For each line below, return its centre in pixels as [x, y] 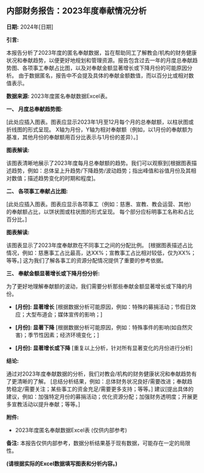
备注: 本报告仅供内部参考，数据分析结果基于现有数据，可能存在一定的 [93, 443]
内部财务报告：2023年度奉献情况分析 [76, 11]
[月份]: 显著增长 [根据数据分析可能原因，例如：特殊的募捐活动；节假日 [103, 307]
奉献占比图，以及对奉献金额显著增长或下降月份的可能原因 [115, 68]
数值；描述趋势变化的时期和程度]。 [55, 178]
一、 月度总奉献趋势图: [34, 109]
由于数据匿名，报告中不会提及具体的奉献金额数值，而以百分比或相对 [103, 75]
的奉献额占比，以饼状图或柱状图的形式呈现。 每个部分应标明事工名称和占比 [100, 211]
